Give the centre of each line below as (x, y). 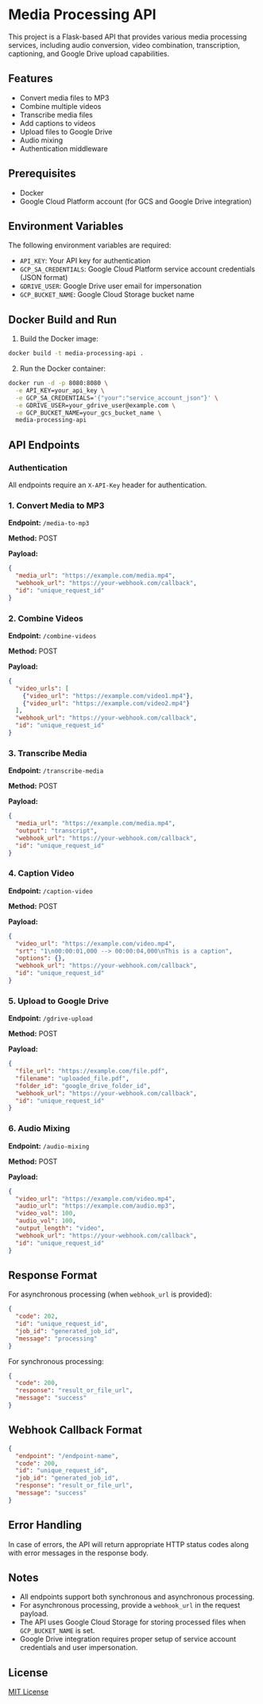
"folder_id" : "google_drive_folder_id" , (83, 1086)
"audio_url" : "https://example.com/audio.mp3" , (96, 1206)
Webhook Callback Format (75, 1430)
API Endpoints (44, 445)
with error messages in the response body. (78, 1553)
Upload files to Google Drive (66, 131)
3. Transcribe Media (48, 753)
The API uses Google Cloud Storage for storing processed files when (133, 1622)
